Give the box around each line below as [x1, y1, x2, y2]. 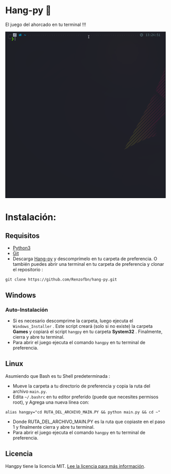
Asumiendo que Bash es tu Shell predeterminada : [5, 373, 110, 379]
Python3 [12, 245, 31, 251]
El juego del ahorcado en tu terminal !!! [5, 21, 87, 27]
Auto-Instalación [5, 306, 48, 313]
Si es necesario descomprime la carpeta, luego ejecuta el [12, 318, 133, 324]
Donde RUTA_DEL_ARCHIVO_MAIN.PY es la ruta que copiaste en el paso [12, 419, 165, 425]
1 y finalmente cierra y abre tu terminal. [12, 424, 95, 430]
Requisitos [5, 231, 40, 240]
